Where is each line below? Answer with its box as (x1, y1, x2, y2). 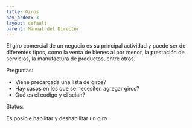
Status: (6, 103, 24, 110)
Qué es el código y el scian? (14, 91, 86, 98)
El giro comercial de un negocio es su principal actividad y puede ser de (6, 42, 186, 50)
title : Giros (6, 8, 39, 15)
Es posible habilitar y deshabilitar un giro (6, 115, 107, 122)
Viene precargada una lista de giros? (14, 78, 107, 86)
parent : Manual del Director (6, 25, 80, 32)
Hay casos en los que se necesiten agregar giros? (14, 85, 140, 92)
